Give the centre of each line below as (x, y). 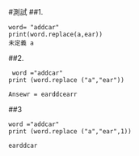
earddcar (23, 145)
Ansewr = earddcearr (43, 94)
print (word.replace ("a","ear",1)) (70, 132)
